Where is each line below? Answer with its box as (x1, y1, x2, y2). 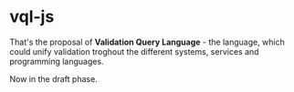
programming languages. (9, 56, 104, 66)
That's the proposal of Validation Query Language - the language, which (9, 36, 286, 47)
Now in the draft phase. (9, 73, 98, 84)
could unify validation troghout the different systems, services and (9, 46, 259, 56)
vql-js (9, 6, 55, 27)
